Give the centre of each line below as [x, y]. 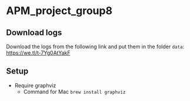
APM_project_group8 [59, 11]
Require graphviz [35, 85]
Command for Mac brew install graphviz [74, 92]
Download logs [34, 33]
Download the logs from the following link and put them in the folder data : [95, 46]
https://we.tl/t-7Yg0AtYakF [38, 53]
